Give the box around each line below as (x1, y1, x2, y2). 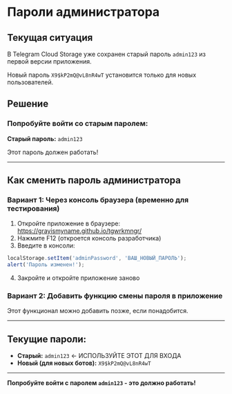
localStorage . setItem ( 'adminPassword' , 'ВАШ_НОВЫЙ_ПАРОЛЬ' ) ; (7, 255, 187, 262)
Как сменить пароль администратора (7, 174, 181, 187)
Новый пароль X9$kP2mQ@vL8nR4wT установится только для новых (7, 71, 197, 79)
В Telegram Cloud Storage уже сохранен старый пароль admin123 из (7, 50, 206, 58)
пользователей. (7, 78, 54, 86)
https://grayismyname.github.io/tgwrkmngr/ (17, 227, 142, 235)
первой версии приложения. (7, 57, 92, 66)
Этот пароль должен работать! (7, 148, 99, 156)
